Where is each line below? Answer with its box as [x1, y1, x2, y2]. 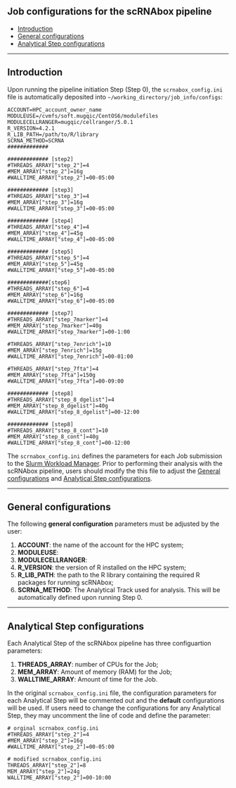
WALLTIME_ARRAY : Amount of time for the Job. [17, 675, 158, 684]
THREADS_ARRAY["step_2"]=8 [7, 762, 86, 769]
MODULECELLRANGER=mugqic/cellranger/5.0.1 [7, 118, 133, 125]
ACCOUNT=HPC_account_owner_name [7, 106, 102, 113]
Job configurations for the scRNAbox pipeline [7, 6, 212, 18]
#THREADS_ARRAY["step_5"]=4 [7, 254, 90, 261]
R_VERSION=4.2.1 [7, 125, 55, 132]
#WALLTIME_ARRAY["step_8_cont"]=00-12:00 [7, 439, 131, 446]
